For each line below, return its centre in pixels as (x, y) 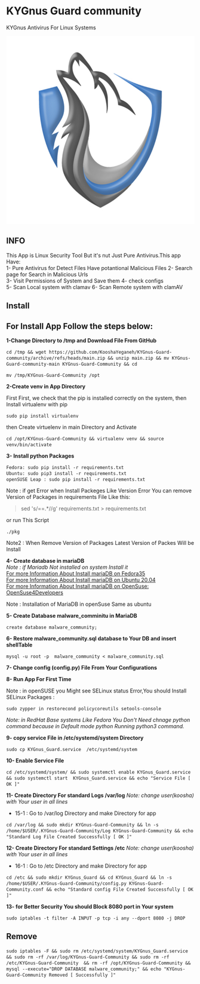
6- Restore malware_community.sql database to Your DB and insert (91, 638)
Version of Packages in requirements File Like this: (68, 496)
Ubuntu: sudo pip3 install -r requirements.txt (67, 473)
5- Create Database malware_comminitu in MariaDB (72, 615)
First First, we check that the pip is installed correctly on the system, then (96, 398)
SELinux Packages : (30, 697)
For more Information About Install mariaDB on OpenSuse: (78, 586)
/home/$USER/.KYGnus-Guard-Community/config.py (67, 883)
